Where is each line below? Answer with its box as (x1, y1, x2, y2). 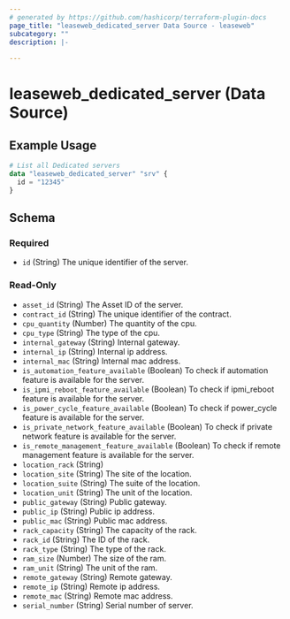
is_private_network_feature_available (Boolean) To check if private (21, 421, 272, 432)
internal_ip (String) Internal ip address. (21, 346, 168, 356)
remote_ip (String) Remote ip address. (21, 581, 161, 592)
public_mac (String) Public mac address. (21, 515, 168, 526)
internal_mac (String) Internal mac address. (21, 355, 181, 366)
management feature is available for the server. (21, 449, 195, 460)
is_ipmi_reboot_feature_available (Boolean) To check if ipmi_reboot (21, 384, 275, 394)
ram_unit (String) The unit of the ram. (21, 562, 158, 573)
